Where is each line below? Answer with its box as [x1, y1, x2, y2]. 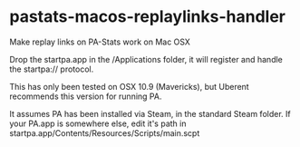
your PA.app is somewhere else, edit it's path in [9, 118, 187, 129]
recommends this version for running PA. [9, 91, 162, 102]
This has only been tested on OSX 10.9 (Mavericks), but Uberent [9, 81, 249, 92]
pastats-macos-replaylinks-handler [9, 6, 285, 27]
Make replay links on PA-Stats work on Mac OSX [9, 36, 190, 47]
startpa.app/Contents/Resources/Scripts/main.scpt [9, 127, 200, 138]
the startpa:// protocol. [9, 64, 94, 74]
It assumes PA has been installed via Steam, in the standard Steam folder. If [9, 108, 292, 119]
